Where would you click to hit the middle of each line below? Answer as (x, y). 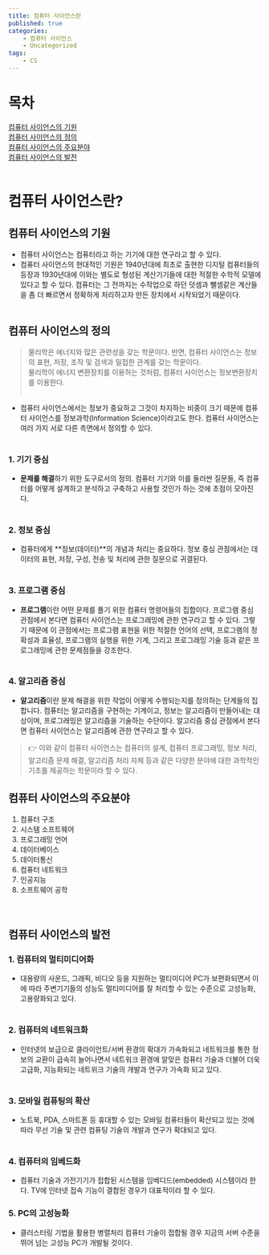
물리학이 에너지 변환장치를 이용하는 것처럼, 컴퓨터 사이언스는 (122, 372)
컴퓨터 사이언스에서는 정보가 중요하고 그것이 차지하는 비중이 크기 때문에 (131, 408)
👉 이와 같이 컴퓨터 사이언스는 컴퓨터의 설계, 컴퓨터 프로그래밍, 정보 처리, (142, 748)
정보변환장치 (238, 372)
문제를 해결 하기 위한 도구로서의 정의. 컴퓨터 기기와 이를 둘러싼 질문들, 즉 (132, 478)
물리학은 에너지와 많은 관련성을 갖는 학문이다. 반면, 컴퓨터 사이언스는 (135, 352)
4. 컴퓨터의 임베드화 (45, 1161)
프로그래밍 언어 (44, 839)
